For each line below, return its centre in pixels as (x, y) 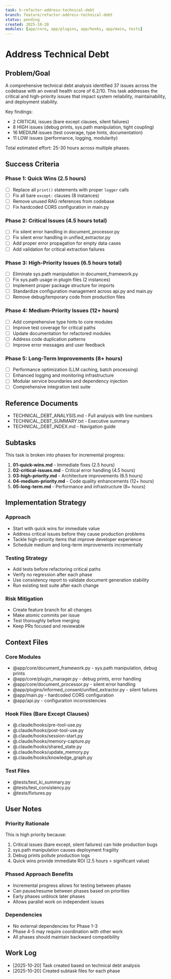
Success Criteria (32, 164)
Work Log (21, 953)
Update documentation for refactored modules (62, 333)
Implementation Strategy (46, 503)
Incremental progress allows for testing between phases (72, 885)
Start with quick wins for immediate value (56, 528)
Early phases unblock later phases (49, 896)
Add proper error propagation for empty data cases (67, 243)
